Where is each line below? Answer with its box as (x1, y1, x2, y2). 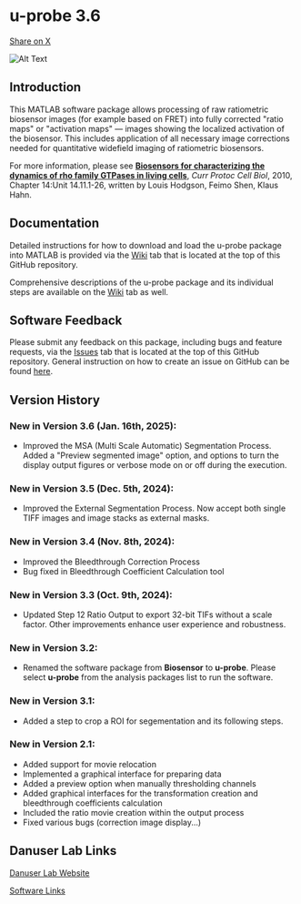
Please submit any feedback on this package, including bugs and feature (9, 337, 283, 348)
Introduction (9, 79, 82, 96)
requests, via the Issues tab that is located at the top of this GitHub (9, 347, 260, 358)
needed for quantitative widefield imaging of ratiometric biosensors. (9, 142, 265, 153)
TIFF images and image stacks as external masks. (22, 513, 210, 523)
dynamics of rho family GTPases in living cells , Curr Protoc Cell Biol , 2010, (9, 169, 293, 180)
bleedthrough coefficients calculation (22, 797, 164, 808)
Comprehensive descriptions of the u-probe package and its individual (9, 277, 275, 288)
